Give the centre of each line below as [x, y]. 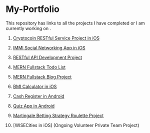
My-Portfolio [32, 9]
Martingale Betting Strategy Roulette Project [58, 115]
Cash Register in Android [38, 96]
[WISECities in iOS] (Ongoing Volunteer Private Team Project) [76, 125]
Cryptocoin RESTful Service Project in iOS [56, 38]
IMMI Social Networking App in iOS [49, 47]
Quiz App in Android [34, 105]
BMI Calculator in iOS [35, 86]
